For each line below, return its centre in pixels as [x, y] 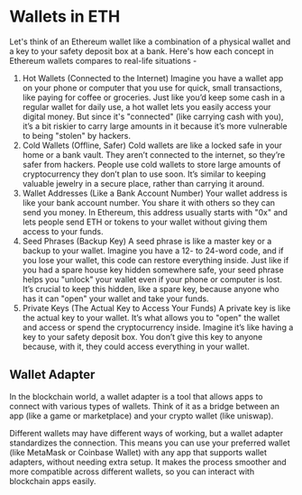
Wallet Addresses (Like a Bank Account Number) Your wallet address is [155, 193]
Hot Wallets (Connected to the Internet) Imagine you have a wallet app [153, 78]
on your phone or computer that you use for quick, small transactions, [152, 87]
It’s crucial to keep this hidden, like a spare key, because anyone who [151, 289]
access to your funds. [63, 231]
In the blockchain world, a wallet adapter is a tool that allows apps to [136, 396]
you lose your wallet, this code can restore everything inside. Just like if [156, 260]
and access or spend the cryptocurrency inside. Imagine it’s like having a [158, 327]
